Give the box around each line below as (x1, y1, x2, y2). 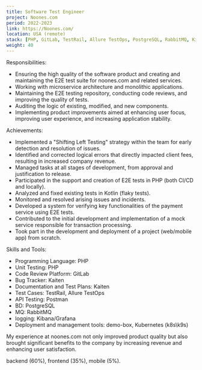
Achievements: (6, 127, 43, 134)
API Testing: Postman (14, 296, 69, 303)
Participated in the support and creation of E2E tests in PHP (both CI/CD (14, 177, 194, 184)
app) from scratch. (14, 234, 61, 241)
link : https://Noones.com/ (6, 25, 74, 32)
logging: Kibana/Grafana (14, 315, 76, 322)
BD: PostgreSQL (14, 302, 55, 309)
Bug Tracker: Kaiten (14, 276, 64, 284)
